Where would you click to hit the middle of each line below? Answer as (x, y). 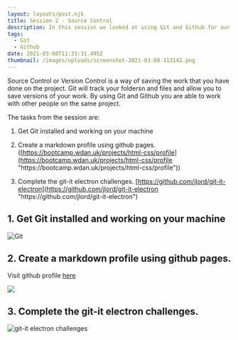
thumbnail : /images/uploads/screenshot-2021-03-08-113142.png (101, 61)
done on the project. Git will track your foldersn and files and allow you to (114, 88)
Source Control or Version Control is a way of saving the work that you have (118, 81)
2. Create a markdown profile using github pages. (119, 258)
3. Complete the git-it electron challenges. (103, 311)
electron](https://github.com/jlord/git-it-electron (88, 189)
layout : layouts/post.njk (45, 14)
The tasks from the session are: (54, 117)
